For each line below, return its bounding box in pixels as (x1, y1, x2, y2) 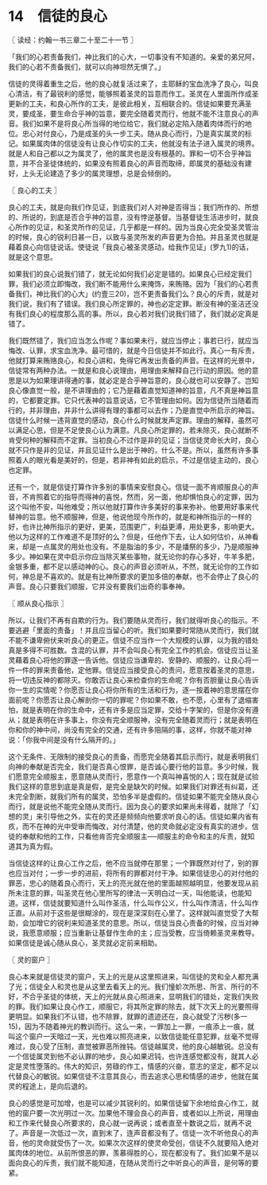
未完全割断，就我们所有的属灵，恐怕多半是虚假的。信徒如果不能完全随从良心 (8, 792, 259, 801)
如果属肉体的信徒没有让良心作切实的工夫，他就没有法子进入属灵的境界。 (21, 139, 259, 148)
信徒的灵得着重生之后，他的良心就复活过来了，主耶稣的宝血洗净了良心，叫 (8, 79, 252, 88)
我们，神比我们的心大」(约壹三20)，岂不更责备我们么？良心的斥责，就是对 (14, 288, 259, 299)
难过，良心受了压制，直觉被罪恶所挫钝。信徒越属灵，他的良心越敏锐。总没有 (8, 1041, 259, 1051)
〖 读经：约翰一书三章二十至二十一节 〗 (8, 35, 137, 45)
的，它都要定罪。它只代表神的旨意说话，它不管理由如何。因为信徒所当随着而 (8, 395, 259, 405)
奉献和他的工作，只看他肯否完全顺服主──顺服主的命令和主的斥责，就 (21, 831, 248, 841)
